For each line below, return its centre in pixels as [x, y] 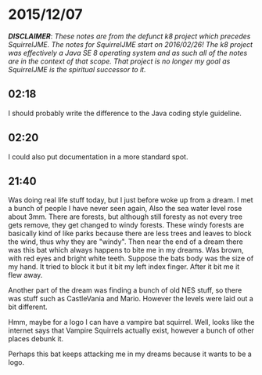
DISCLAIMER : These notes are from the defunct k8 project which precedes [129, 36]
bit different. [28, 307]
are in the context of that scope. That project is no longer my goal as [119, 61]
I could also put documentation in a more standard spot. [98, 157]
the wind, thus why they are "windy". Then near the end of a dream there [126, 242]
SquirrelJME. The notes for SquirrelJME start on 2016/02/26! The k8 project [130, 44]
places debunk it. [36, 339]
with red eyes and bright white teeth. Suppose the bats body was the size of [131, 258]
